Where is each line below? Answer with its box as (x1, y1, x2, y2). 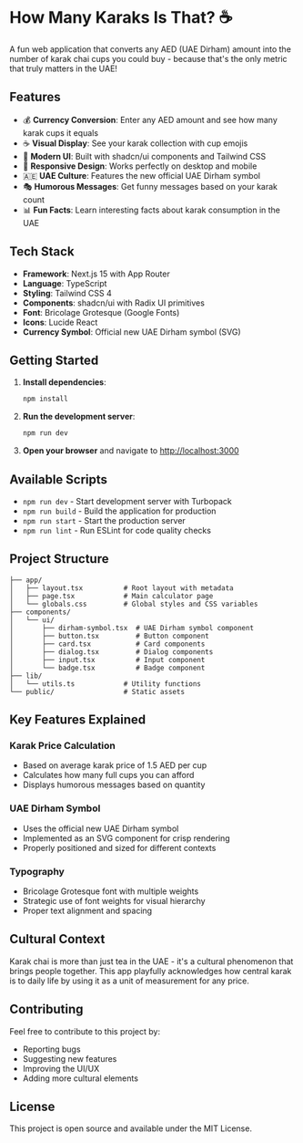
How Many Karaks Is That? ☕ (9, 7, 234, 28)
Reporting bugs (22, 1044, 81, 1055)
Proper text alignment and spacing (22, 905, 153, 917)
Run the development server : (22, 411, 136, 422)
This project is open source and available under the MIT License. (9, 1123, 253, 1134)
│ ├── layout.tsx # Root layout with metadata (9, 583, 234, 593)
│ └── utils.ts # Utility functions (9, 679, 202, 689)
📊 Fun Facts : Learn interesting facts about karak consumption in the (22, 204, 280, 215)
